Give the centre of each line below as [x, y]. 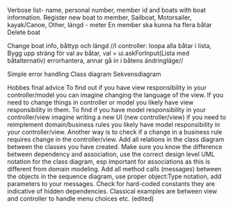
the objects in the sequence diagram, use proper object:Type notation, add [114, 176]
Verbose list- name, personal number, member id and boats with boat [107, 10]
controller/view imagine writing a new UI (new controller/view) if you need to [116, 117]
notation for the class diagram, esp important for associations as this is [109, 162]
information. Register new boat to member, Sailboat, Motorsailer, [99, 17]
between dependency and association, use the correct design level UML [111, 154]
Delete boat [24, 32]
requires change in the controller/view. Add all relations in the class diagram [116, 139]
